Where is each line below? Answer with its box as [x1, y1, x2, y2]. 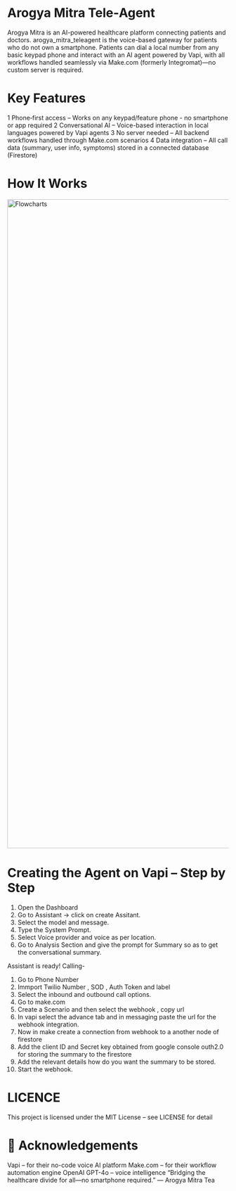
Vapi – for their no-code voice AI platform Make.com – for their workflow [7, 1161, 217, 1169]
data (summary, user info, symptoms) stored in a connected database [7, 143, 209, 152]
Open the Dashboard [17, 903, 79, 912]
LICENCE [7, 1089, 61, 1105]
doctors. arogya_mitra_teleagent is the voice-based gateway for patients [7, 35, 218, 44]
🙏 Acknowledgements [7, 1138, 138, 1153]
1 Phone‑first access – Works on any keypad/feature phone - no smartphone [7, 113, 228, 122]
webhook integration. [17, 1020, 79, 1028]
